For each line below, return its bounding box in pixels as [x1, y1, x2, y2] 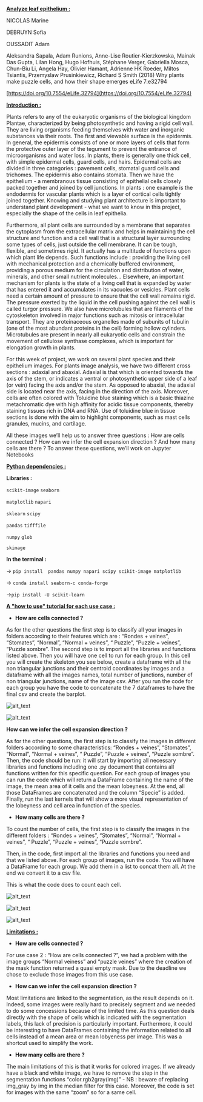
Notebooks [6, 451, 34, 458]
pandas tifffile [6, 523, 47, 529]
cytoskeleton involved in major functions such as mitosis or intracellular [6, 312, 185, 319]
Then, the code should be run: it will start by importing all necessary [6, 757, 176, 764]
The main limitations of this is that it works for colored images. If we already [6, 1063, 196, 1070]
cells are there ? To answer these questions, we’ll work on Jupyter [6, 445, 171, 452]
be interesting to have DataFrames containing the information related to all [6, 1027, 191, 1034]
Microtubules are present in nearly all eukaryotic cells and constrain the [6, 331, 185, 338]
